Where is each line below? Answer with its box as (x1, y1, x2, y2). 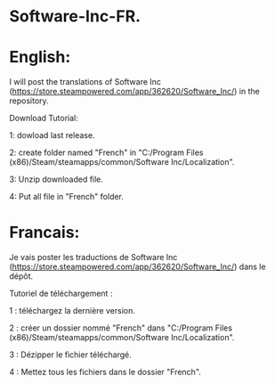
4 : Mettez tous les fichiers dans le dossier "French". (9, 367, 202, 378)
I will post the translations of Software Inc (9, 77, 162, 87)
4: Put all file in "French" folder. (9, 192, 125, 202)
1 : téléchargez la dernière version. (9, 306, 136, 316)
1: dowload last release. (9, 130, 95, 141)
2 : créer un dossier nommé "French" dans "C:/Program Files (9, 323, 233, 333)
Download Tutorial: (9, 113, 78, 124)
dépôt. (9, 271, 34, 282)
